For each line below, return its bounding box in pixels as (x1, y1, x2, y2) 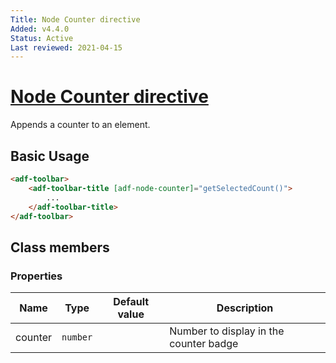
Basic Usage (10, 147, 90, 165)
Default (113, 295, 150, 309)
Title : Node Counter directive (10, 14, 141, 25)
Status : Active (10, 33, 74, 43)
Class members (10, 239, 110, 256)
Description (216, 301, 274, 315)
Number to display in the (169, 324, 285, 338)
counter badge (169, 337, 239, 351)
